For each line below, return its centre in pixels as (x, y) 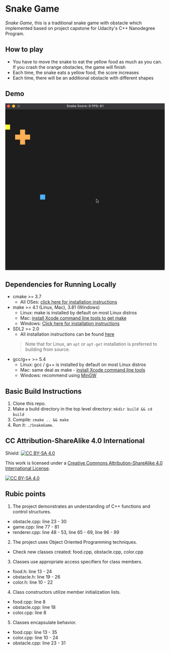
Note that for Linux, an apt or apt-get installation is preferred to (91, 344)
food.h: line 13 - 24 (32, 571)
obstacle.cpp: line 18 (34, 607)
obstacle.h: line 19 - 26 (36, 577)
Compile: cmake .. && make (41, 419)
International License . (28, 468)
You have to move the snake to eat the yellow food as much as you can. (87, 62)
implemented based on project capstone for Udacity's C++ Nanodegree (80, 28)
